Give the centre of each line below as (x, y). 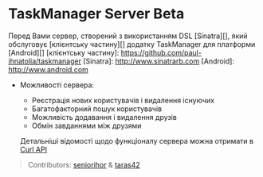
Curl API (33, 149)
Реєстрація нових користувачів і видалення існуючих (123, 100)
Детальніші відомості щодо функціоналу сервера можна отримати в (136, 140)
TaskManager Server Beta (96, 14)
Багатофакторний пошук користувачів (96, 109)
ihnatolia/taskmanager (45, 61)
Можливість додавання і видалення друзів (104, 117)
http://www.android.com (49, 69)
